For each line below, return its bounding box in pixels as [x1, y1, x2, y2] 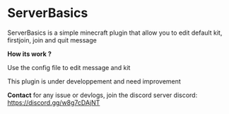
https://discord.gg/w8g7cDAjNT [7, 98, 100, 107]
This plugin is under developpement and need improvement [7, 76, 182, 86]
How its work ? [7, 50, 52, 58]
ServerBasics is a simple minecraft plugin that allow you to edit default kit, [7, 28, 223, 37]
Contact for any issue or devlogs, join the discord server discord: [7, 91, 198, 99]
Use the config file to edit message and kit [7, 63, 131, 72]
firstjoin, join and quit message [7, 35, 97, 44]
